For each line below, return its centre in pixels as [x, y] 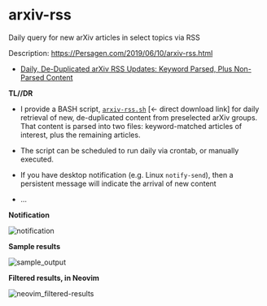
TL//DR [21, 93]
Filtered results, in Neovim [54, 278]
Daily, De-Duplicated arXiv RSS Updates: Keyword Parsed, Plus [126, 69]
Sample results [35, 246]
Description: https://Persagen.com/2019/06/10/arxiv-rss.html [111, 53]
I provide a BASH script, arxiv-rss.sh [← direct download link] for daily [140, 109]
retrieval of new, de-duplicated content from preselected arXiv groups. [139, 117]
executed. [37, 159]
